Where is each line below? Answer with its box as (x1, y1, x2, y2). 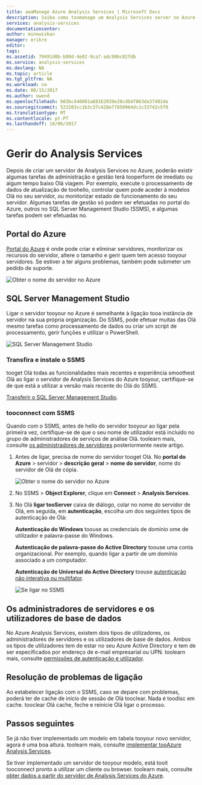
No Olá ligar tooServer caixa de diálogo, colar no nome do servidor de (14, 501, 191, 508)
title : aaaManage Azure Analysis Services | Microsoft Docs (6, 8, 161, 15)
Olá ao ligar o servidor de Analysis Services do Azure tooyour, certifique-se (6, 375, 194, 383)
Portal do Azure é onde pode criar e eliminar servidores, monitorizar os (6, 245, 183, 252)
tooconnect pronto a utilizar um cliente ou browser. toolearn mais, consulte (6, 765, 193, 772)
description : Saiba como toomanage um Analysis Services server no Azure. (6, 14, 198, 20)
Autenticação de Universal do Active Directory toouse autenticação (14, 568, 187, 576)
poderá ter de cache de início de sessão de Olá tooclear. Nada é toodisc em (6, 695, 195, 702)
